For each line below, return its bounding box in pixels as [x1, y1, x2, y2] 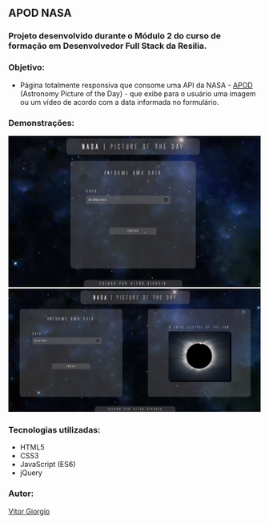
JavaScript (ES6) [19, 460, 76, 470]
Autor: [8, 488, 34, 499]
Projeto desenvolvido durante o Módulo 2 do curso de [8, 30, 222, 42]
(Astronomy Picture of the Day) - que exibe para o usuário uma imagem [19, 88, 256, 99]
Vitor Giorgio [8, 506, 50, 516]
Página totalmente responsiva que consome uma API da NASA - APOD [19, 80, 254, 90]
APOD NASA [8, 6, 72, 20]
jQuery [19, 468, 42, 478]
